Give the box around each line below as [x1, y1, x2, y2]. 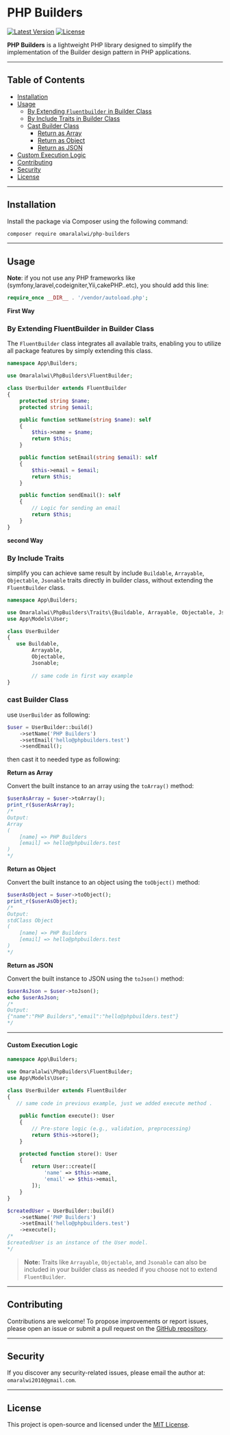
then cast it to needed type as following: [7, 755, 121, 763]
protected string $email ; [19, 404, 94, 410]
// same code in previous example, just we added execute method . [16, 1100, 213, 1107]
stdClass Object [7, 917, 53, 924]
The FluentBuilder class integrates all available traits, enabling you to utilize [7, 339, 221, 347]
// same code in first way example [31, 672, 133, 679]
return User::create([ [31, 1163, 97, 1170]
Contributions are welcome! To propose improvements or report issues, [7, 1317, 209, 1325]
